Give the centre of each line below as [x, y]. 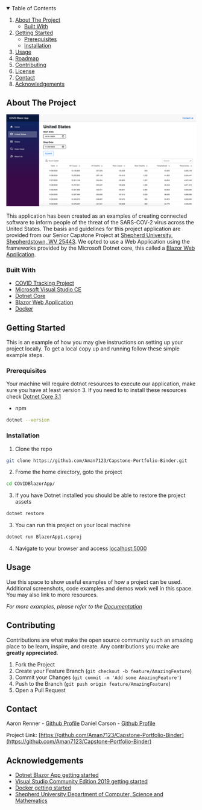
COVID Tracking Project [44, 283]
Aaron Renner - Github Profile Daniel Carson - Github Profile [81, 723]
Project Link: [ [24, 735]
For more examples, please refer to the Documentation [74, 606]
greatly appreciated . [32, 653]
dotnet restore [25, 514]
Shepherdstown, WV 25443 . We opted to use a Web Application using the [98, 241]
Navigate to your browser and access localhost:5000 [81, 549]
